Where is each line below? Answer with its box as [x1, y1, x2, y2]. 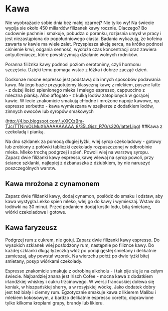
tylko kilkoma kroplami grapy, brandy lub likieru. [5, 299, 104, 306]
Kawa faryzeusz [5, 224, 57, 232]
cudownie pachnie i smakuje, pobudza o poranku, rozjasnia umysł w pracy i [5, 30, 161, 36]
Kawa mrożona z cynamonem [5, 180, 100, 188]
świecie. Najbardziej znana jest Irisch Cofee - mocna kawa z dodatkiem [5, 273, 153, 279]
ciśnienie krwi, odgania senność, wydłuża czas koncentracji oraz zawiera [5, 46, 157, 52]
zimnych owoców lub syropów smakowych [5, 108, 94, 114]
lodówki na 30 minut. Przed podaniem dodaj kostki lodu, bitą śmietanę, [5, 204, 151, 210]
